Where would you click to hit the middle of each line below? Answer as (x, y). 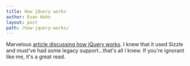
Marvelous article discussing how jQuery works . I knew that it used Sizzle (95, 44)
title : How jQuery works (36, 11)
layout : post (22, 22)
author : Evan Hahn (28, 17)
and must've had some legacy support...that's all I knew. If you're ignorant (95, 51)
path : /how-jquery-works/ (37, 28)
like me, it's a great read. (36, 57)
